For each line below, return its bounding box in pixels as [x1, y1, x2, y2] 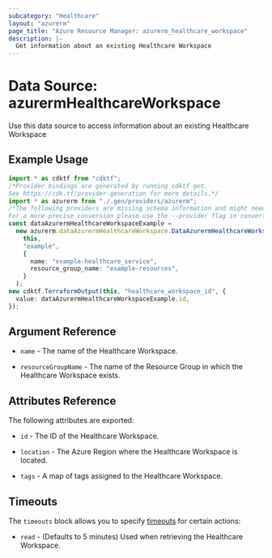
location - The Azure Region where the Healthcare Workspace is [19, 447, 238, 457]
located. [19, 455, 48, 466]
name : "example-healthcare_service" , [29, 257, 158, 266]
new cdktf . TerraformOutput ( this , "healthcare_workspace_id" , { [8, 288, 227, 296]
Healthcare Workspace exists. [19, 370, 121, 381]
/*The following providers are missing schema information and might [8, 204, 249, 213]
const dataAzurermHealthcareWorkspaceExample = [8, 219, 172, 228]
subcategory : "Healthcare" [8, 11, 100, 20]
